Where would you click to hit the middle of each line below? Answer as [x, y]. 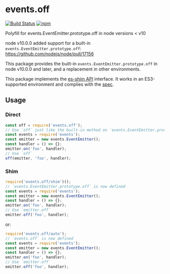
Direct [13, 115]
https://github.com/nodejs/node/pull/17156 [50, 54]
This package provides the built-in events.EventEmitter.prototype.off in [81, 63]
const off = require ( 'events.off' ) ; [44, 125]
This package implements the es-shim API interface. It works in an [74, 79]
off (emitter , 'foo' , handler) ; [38, 158]
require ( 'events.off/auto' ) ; [36, 234]
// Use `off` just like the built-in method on [56, 130]
